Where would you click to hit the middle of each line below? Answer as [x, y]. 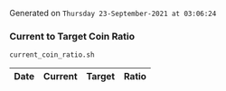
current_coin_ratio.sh [52, 55]
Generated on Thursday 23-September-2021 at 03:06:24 [113, 13]
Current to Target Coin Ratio [72, 36]
